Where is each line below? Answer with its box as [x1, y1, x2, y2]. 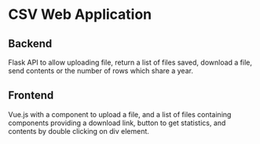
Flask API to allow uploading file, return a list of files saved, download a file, [8, 57, 253, 67]
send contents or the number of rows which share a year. [8, 66, 194, 76]
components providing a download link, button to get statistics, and [8, 118, 226, 127]
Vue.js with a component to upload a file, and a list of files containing [8, 109, 232, 119]
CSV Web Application [8, 6, 152, 24]
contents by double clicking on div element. [8, 126, 149, 135]
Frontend [8, 89, 54, 102]
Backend [8, 37, 53, 50]
